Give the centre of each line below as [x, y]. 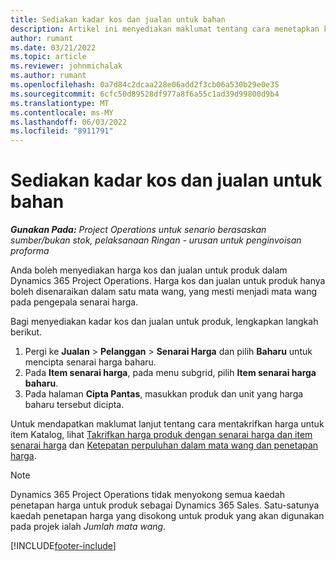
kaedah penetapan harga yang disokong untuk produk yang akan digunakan [167, 516]
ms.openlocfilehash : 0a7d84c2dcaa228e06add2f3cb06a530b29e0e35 [145, 85]
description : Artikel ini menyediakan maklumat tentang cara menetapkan [165, 29]
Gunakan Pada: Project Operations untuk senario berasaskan [138, 230]
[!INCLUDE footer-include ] [63, 546]
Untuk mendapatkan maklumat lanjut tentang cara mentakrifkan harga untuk [167, 424]
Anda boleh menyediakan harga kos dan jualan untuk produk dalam [149, 270]
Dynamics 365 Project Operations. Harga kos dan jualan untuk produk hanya [168, 281]
